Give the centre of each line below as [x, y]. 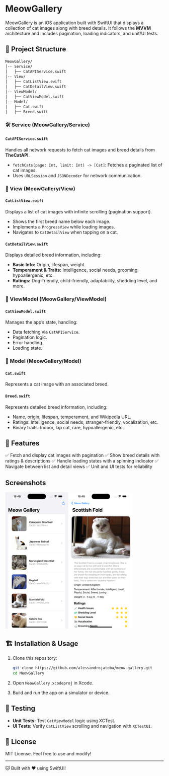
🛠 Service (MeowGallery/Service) [48, 125]
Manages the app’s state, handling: [41, 322]
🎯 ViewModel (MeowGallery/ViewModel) [56, 299]
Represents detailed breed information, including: [56, 407]
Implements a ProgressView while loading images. [64, 227]
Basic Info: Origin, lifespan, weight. [49, 265]
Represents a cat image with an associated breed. [57, 384]
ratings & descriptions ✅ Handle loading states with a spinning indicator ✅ [82, 461]
